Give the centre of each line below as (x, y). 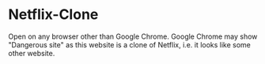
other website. (32, 53)
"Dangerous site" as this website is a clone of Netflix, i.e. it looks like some (130, 44)
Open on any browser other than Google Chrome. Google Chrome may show (133, 36)
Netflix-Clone (53, 15)
